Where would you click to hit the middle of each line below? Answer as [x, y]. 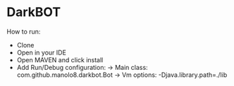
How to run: [24, 31]
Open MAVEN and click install [60, 59]
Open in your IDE [41, 52]
